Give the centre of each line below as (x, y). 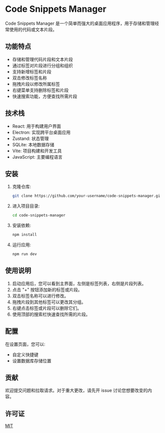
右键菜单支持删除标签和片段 (40, 90)
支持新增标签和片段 (32, 71)
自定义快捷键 (25, 354)
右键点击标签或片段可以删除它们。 (47, 308)
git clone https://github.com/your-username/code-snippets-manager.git (87, 196)
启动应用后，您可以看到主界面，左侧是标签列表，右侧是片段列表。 (79, 283)
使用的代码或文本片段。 (33, 29)
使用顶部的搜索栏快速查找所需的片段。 (51, 314)
